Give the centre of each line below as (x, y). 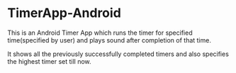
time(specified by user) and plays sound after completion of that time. (109, 40)
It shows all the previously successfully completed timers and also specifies (118, 54)
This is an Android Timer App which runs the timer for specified (100, 33)
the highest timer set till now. (49, 61)
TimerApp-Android (64, 13)
